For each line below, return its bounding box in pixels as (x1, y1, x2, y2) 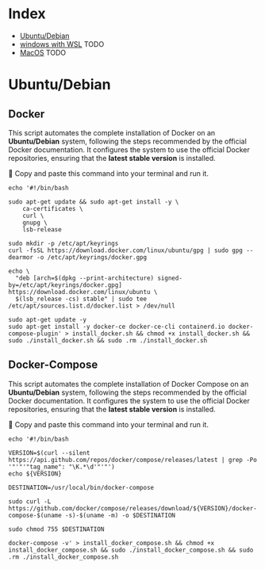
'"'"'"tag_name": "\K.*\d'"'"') (8, 463, 115, 471)
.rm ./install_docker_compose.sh (8, 552, 119, 561)
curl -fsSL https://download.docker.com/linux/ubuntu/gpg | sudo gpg (8, 246, 244, 254)
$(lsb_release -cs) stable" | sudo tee (15, 295, 148, 303)
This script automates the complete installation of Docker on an (8, 128, 216, 137)
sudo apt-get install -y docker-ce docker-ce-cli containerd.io (8, 323, 225, 330)
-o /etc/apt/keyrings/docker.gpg (36, 253, 148, 262)
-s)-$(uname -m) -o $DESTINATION (64, 511, 176, 519)
